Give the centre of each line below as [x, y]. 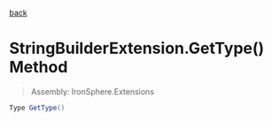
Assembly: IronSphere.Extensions [93, 91]
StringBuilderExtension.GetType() [137, 49]
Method [39, 68]
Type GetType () [37, 108]
